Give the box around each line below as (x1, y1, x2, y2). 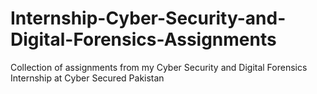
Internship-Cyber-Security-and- (10, 7, 287, 30)
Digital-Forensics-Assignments (10, 28, 277, 51)
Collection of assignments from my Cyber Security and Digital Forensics (10, 61, 308, 73)
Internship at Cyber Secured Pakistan (10, 72, 165, 84)
